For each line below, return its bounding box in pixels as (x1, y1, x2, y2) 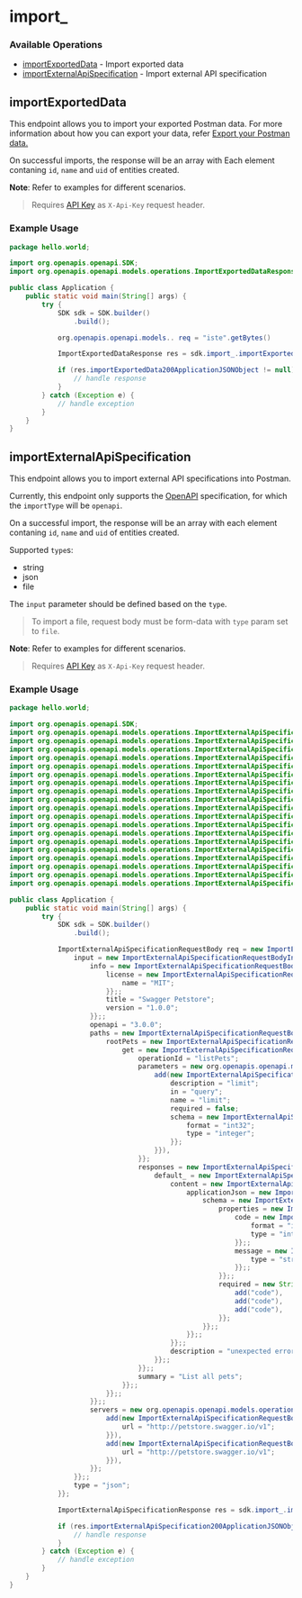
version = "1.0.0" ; (105, 1003, 179, 1012)
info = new (89, 961, 130, 970)
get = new (121, 1045, 159, 1055)
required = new (218, 1280, 276, 1289)
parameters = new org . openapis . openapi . (138, 1062, 292, 1071)
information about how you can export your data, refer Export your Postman (9, 128, 290, 139)
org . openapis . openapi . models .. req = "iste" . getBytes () (57, 333, 271, 342)
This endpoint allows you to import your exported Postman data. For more (9, 119, 283, 130)
